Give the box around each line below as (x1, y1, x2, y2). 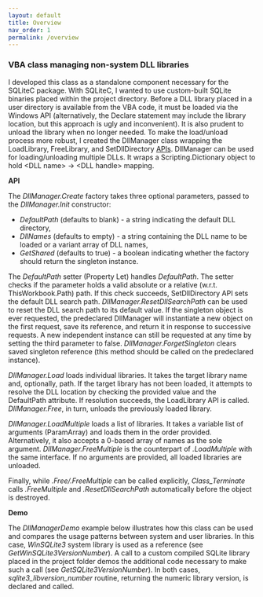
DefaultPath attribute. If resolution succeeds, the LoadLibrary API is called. (8, 395, 250, 405)
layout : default (8, 11, 61, 20)
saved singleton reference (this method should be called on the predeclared (8, 346, 254, 356)
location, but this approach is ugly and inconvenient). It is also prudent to (8, 119, 244, 128)
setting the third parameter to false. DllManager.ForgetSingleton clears (8, 339, 237, 348)
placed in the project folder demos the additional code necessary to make (8, 556, 247, 566)
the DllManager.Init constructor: (8, 200, 111, 209)
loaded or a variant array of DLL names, (19, 240, 148, 249)
